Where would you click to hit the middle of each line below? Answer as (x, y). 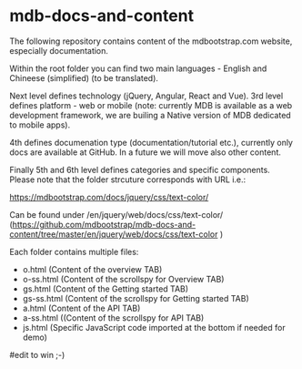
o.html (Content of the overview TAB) (92, 269)
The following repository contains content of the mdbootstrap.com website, (151, 41)
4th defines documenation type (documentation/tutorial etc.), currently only (151, 142)
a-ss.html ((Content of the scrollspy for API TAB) (113, 318)
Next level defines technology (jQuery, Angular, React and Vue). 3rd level (146, 96)
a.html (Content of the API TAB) (81, 308)
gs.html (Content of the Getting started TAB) (106, 289)
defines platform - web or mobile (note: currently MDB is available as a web (151, 105)
